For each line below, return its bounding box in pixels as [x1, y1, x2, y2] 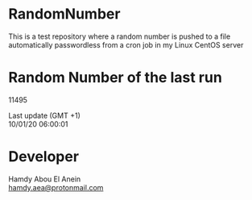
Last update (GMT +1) [8, 110, 81, 120]
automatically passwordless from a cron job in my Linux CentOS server [8, 40, 244, 49]
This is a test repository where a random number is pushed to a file [8, 31, 231, 41]
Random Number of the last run [8, 69, 223, 87]
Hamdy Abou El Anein [8, 174, 81, 184]
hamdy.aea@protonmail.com [8, 182, 104, 192]
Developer [8, 148, 79, 166]
